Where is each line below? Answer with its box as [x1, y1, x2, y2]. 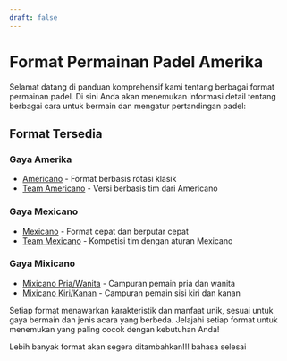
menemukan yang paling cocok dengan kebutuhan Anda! [9, 323, 220, 334]
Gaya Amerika [9, 153, 72, 166]
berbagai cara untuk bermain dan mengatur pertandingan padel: [9, 100, 247, 111]
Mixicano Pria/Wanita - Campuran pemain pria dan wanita [21, 278, 235, 288]
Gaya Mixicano [9, 257, 76, 270]
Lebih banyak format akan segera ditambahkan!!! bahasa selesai [9, 341, 247, 352]
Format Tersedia [9, 126, 103, 142]
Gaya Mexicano [9, 205, 79, 218]
